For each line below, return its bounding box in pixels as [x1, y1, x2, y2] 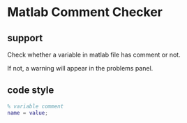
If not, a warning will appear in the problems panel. [7, 64, 154, 72]
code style [7, 85, 54, 96]
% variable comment [7, 103, 64, 110]
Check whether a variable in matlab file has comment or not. [7, 50, 181, 59]
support [7, 32, 43, 44]
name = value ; [7, 109, 49, 116]
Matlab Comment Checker [7, 4, 163, 20]
